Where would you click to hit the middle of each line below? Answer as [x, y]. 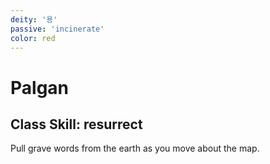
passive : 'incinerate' [57, 29]
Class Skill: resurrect [76, 124]
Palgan [40, 87]
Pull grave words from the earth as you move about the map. [135, 148]
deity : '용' [34, 19]
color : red [33, 38]
